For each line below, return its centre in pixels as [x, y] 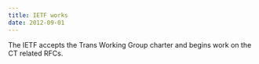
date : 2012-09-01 [36, 23]
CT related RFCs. [36, 53]
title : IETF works [38, 15]
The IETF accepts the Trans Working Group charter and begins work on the [130, 44]
